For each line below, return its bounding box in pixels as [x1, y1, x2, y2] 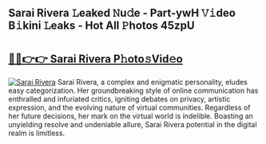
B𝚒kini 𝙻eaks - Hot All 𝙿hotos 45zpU [8, 19, 195, 33]
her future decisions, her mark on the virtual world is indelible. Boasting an [8, 111, 254, 121]
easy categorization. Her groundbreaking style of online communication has [8, 86, 259, 95]
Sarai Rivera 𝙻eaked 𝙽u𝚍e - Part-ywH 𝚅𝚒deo [8, 6, 236, 20]
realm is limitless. [8, 128, 66, 138]
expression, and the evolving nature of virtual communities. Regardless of [8, 103, 251, 112]
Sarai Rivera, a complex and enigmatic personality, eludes [57, 78, 248, 86]
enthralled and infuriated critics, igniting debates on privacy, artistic [8, 94, 231, 103]
